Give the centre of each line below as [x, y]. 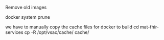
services [14, 32]
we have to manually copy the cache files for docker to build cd [72, 27]
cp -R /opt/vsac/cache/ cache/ [57, 32]
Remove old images [26, 7]
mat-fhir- [149, 27]
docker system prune [28, 17]
